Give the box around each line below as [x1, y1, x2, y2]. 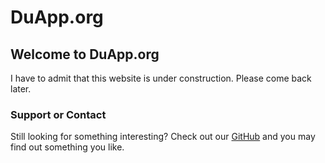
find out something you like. [10, 141, 125, 153]
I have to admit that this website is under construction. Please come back [10, 72, 312, 84]
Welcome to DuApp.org [10, 46, 160, 63]
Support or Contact [10, 107, 107, 121]
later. [10, 83, 32, 95]
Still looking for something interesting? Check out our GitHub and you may [10, 131, 316, 143]
